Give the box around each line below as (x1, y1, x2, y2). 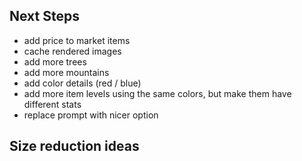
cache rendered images (23, 45, 122, 57)
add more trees (23, 55, 87, 68)
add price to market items (23, 34, 131, 46)
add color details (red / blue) (23, 77, 142, 89)
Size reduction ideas (9, 138, 140, 155)
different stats (23, 98, 82, 110)
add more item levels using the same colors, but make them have (23, 87, 292, 99)
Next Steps (9, 8, 80, 25)
